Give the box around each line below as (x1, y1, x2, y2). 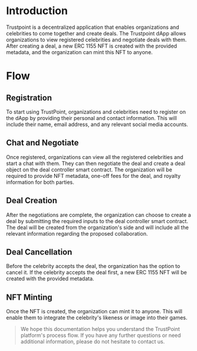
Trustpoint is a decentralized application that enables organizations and (6, 24, 179, 31)
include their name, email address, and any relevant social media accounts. (6, 121, 188, 128)
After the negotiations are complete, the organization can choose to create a (6, 211, 191, 218)
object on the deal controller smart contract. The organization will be (6, 166, 172, 173)
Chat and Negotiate (6, 138, 79, 148)
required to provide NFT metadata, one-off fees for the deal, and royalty (6, 172, 181, 179)
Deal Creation (6, 196, 58, 206)
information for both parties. (6, 178, 75, 186)
